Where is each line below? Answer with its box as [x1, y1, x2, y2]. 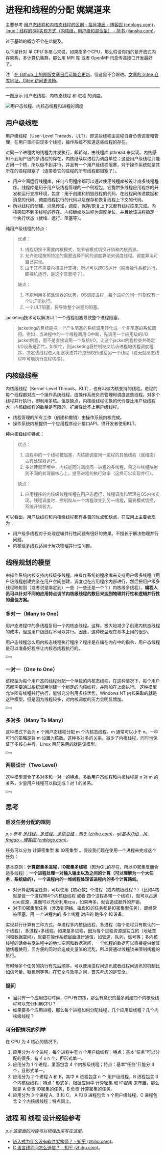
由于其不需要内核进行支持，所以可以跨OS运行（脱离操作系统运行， [24, 265, 160, 271]
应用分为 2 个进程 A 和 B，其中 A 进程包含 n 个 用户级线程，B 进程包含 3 [12, 1073, 159, 1079]
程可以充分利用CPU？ [12, 1001, 57, 1007]
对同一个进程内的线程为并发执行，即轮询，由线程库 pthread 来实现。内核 [5, 149, 153, 155]
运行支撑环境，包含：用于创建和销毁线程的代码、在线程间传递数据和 [21, 190, 159, 197]
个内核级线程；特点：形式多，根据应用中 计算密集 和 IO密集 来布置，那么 [12, 1079, 160, 1086]
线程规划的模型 [5, 558, 51, 566]
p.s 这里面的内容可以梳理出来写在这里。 [5, 1128, 86, 1134]
